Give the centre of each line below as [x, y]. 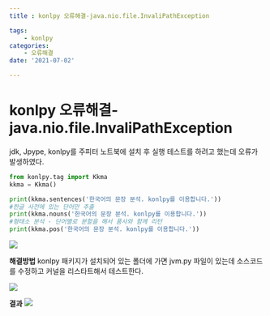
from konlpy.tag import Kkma [58, 177]
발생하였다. [27, 161]
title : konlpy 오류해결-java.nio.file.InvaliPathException [109, 16]
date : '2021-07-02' [42, 61]
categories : [29, 45]
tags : [18, 30]
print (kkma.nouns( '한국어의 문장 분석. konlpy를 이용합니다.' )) [108, 214]
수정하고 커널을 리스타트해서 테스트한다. [81, 271]
